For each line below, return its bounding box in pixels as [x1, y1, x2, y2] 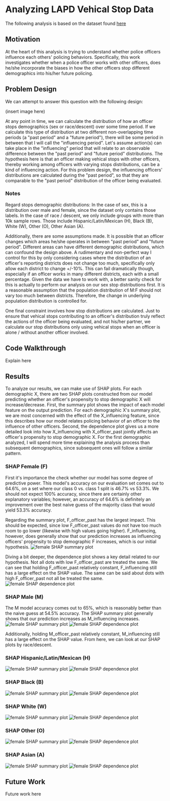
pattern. [5, 451, 22, 457]
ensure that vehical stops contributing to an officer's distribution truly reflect [5, 313, 165, 319]
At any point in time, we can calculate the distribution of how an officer [5, 118, 153, 124]
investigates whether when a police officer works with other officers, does [5, 59, 161, 66]
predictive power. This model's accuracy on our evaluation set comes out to [5, 480, 164, 486]
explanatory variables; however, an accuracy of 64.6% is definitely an [5, 496, 151, 502]
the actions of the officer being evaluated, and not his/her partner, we [5, 318, 151, 325]
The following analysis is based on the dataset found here [5, 20, 126, 26]
